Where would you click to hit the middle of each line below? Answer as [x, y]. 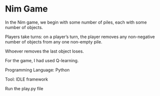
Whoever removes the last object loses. [44, 51]
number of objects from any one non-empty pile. [54, 41]
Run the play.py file [24, 88]
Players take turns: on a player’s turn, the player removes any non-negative [80, 37]
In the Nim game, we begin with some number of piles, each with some [76, 22]
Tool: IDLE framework [27, 79]
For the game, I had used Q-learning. [42, 60]
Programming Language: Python [37, 70]
